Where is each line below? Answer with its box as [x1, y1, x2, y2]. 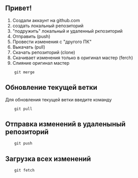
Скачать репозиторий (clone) [12, 49, 75, 55]
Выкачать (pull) [12, 44, 46, 50]
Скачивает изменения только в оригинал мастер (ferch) [12, 55, 133, 61]
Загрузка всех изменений [5, 154, 91, 163]
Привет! [5, 4, 32, 13]
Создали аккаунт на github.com [12, 17, 80, 23]
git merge [14, 70, 35, 75]
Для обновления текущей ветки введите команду [5, 96, 112, 102]
